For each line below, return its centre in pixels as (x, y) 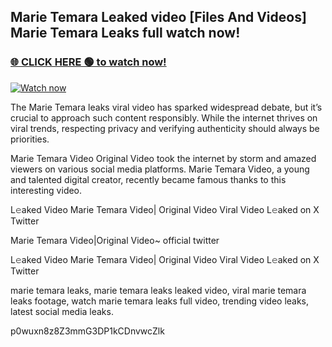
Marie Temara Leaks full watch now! (125, 33)
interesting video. (46, 190)
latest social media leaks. (62, 311)
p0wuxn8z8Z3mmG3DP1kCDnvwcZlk (87, 331)
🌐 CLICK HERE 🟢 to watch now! (88, 62)
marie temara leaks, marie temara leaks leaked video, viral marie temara (158, 290)
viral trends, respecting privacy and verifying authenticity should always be (165, 128)
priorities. (30, 139)
